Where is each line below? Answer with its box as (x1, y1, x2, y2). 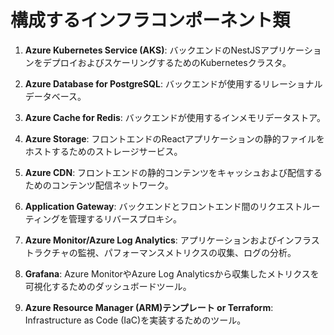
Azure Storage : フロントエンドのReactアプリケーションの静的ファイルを (24, 132, 325, 145)
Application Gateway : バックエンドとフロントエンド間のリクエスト (24, 200, 303, 212)
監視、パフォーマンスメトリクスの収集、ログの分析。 (77, 246, 297, 258)
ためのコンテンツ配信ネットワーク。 (24, 179, 174, 191)
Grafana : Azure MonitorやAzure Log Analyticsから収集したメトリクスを (24, 267, 320, 280)
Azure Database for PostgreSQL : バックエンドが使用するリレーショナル (24, 77, 323, 90)
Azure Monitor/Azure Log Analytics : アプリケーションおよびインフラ (24, 234, 312, 246)
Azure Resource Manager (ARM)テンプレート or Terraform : (24, 301, 274, 313)
